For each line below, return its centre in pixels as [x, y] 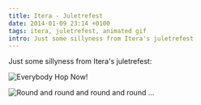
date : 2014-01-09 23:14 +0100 [60, 23]
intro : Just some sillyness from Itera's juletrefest [101, 38]
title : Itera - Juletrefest [56, 16]
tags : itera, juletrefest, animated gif [78, 31]
